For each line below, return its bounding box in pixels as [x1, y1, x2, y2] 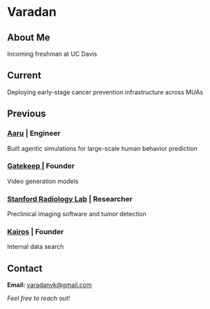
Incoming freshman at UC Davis [7, 50, 98, 58]
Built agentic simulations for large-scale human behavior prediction [7, 144, 198, 152]
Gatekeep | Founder [7, 161, 75, 171]
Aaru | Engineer [7, 129, 61, 138]
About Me [7, 32, 50, 43]
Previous [7, 108, 46, 120]
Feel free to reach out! [7, 294, 70, 303]
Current [7, 70, 41, 81]
